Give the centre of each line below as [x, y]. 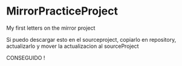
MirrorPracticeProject [62, 11]
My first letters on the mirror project [51, 28]
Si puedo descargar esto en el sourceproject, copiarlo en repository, [91, 39]
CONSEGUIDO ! [26, 58]
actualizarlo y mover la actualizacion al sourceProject [73, 46]
